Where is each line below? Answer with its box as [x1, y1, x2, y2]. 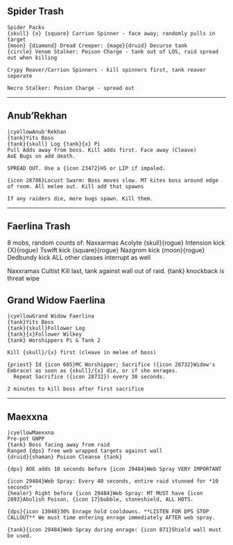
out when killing [7, 54, 58, 61]
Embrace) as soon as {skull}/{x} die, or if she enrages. [7, 367, 178, 374]
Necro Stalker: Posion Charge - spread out [7, 85, 135, 92]
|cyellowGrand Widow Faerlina [7, 313, 95, 320]
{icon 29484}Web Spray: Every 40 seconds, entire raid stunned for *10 [7, 478, 218, 485]
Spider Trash [7, 6, 64, 17]
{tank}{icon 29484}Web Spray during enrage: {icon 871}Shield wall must [7, 526, 222, 533]
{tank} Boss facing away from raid [7, 442, 110, 449]
